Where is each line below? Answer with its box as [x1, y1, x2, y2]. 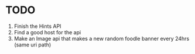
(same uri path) [13, 41, 52, 48]
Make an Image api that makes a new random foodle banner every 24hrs [13, 35, 190, 42]
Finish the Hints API [13, 23, 61, 30]
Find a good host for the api [13, 28, 81, 35]
